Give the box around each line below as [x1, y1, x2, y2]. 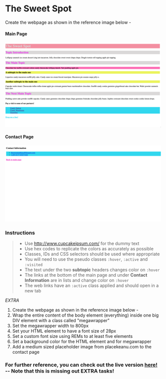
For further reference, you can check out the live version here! [5, 362, 158, 369]
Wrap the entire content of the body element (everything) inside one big [12, 312, 159, 318]
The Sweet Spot [5, 3, 72, 14]
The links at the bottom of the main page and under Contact [24, 272, 147, 278]
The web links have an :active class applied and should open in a [24, 283, 159, 288]
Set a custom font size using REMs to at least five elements [12, 333, 133, 339]
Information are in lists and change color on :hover [24, 278, 129, 284]
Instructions [5, 229, 36, 236]
